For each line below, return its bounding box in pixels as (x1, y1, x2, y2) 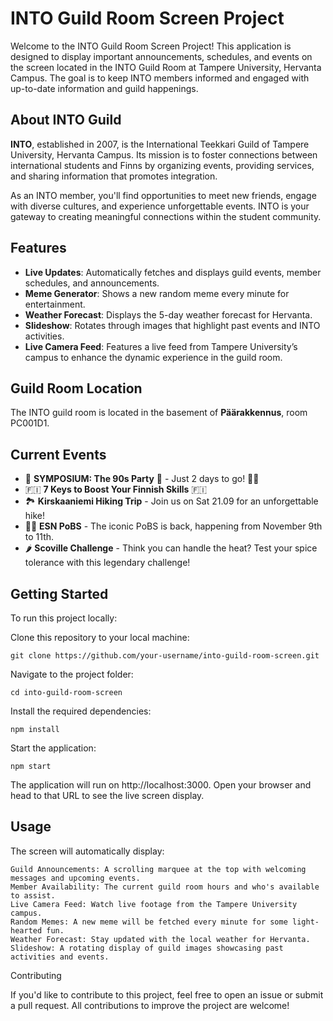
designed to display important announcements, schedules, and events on (10, 50, 313, 62)
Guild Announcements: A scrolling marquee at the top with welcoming (10, 864, 307, 874)
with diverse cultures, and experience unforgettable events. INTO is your (10, 200, 310, 212)
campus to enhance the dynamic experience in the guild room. (24, 351, 283, 363)
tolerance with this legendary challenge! (24, 557, 191, 569)
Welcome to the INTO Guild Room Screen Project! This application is (10, 40, 292, 52)
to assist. (10, 890, 56, 901)
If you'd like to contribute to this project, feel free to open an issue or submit (10, 988, 324, 1001)
